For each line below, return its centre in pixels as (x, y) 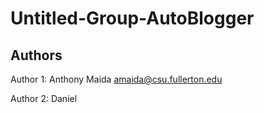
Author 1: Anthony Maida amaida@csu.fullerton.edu (116, 79)
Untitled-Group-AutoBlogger (132, 18)
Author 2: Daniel (44, 98)
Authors (36, 55)
